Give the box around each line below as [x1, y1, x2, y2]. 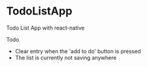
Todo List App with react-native [6, 24, 85, 31]
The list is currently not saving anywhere [15, 54, 117, 61]
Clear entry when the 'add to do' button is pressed [15, 47, 141, 55]
